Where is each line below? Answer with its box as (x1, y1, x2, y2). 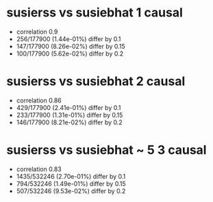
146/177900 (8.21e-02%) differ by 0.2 (16, 118, 123, 126)
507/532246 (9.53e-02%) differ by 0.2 (16, 187, 126, 195)
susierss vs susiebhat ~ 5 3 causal (6, 142, 207, 158)
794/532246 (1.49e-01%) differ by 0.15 (16, 179, 126, 188)
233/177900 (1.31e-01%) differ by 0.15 (16, 111, 123, 119)
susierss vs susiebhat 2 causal (6, 74, 186, 89)
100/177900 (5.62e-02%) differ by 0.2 (16, 49, 124, 58)
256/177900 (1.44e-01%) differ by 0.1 (16, 34, 121, 43)
